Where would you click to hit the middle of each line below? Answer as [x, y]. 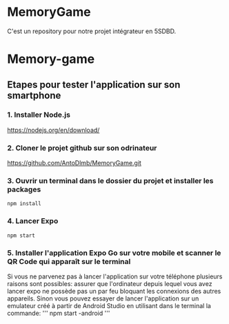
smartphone [34, 95]
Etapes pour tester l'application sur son [94, 85]
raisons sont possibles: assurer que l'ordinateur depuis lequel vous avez [110, 284]
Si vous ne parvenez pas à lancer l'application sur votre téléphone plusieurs [115, 276]
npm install [24, 204]
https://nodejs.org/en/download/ [53, 130]
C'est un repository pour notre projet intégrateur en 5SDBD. [92, 31]
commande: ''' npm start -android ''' [59, 313]
